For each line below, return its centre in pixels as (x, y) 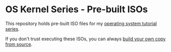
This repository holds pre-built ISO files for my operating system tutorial (81, 23)
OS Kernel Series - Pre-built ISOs (77, 9)
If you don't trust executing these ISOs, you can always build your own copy (85, 39)
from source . (19, 44)
